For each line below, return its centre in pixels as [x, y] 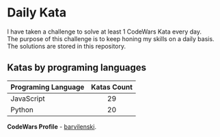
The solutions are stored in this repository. [67, 46]
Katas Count [112, 87]
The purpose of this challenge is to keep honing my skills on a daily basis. [111, 38]
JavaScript [28, 99]
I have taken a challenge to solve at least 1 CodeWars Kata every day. [104, 32]
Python [22, 110]
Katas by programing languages [77, 67]
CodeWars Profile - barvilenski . [52, 126]
